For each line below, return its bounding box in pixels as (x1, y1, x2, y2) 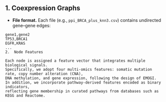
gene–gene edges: (12, 22, 51, 28)
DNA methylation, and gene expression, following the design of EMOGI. (5, 76, 157, 81)
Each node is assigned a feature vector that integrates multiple (5, 58, 146, 63)
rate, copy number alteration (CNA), (5, 71, 83, 76)
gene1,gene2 (5, 32, 30, 37)
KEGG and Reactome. (5, 93, 46, 98)
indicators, (5, 84, 30, 89)
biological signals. (5, 62, 48, 68)
